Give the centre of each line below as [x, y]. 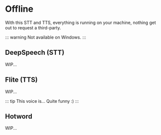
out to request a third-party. [33, 27]
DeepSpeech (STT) [35, 53]
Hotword [19, 116]
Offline [19, 9]
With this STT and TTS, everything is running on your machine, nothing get [80, 22]
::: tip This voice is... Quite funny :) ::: [42, 101]
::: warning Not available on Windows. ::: [46, 37]
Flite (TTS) [22, 80]
